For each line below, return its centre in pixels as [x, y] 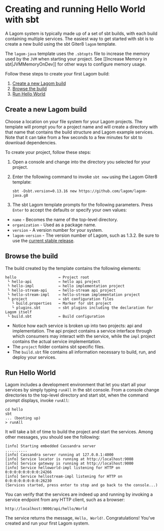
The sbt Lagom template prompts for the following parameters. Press [82, 204]
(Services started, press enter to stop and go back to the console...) [82, 485]
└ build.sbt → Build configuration [56, 316]
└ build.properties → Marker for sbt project [61, 303]
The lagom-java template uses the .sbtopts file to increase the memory [78, 54]
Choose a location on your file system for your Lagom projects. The [74, 121]
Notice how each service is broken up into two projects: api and [77, 326]
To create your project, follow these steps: [48, 152]
